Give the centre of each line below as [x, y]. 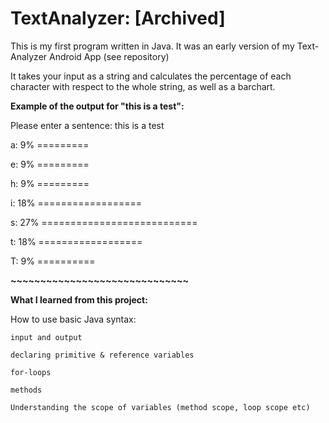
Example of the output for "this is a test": [97, 106]
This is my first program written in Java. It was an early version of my [152, 46]
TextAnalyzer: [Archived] [118, 18]
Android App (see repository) [109, 56]
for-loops [31, 372]
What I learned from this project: [79, 299]
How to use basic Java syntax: [73, 319]
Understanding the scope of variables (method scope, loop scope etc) [160, 407]
